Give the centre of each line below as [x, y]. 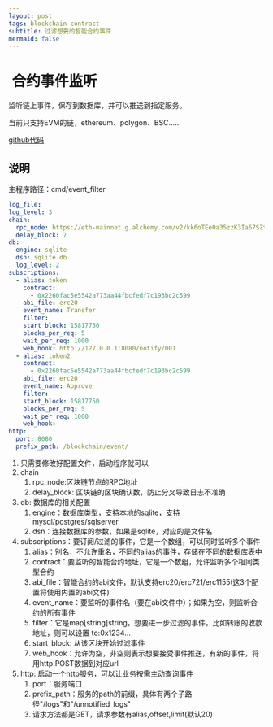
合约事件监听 [54, 81]
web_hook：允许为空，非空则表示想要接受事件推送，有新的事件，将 [146, 653]
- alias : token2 [43, 356]
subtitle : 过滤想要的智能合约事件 [60, 31]
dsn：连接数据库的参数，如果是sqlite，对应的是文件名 [122, 531]
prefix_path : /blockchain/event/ [72, 446]
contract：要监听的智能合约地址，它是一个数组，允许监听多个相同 [143, 561]
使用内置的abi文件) [78, 592]
